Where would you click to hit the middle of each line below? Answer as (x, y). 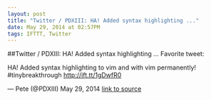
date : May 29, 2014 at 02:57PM (54, 27)
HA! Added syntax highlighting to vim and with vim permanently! (102, 67)
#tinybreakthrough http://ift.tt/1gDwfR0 (65, 75)
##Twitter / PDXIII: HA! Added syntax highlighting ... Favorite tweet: (106, 54)
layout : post (27, 14)
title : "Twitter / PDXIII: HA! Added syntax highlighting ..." (103, 21)
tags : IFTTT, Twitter (40, 34)
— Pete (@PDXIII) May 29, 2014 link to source (74, 89)
